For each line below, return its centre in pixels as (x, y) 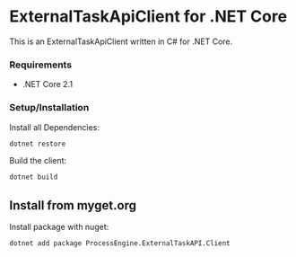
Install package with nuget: (59, 227)
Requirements (41, 65)
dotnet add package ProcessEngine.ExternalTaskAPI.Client (120, 244)
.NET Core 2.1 (48, 84)
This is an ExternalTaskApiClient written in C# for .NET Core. (121, 41)
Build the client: (38, 161)
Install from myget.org (73, 205)
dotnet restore (38, 144)
